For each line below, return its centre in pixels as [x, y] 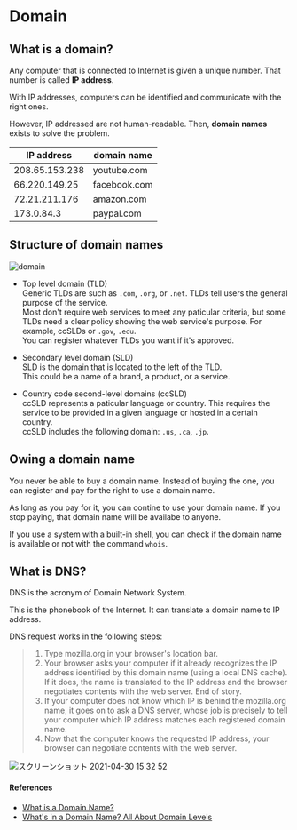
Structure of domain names [86, 245]
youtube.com [120, 170]
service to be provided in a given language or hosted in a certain [140, 412]
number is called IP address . [62, 80]
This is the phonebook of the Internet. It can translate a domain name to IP [145, 610]
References [31, 787]
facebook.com [123, 184]
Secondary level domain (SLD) [78, 357]
